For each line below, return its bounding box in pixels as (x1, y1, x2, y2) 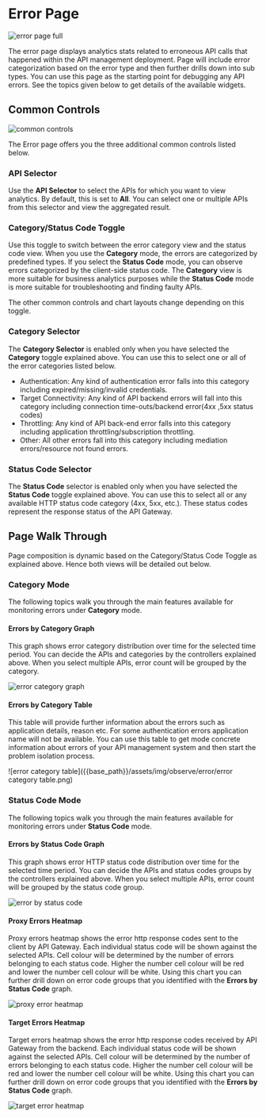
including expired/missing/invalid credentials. (19, 385, 168, 394)
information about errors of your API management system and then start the (8, 743, 256, 752)
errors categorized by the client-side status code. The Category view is (8, 266, 243, 275)
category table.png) (8, 775, 74, 785)
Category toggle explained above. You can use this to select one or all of (8, 352, 247, 362)
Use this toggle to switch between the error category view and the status (8, 240, 247, 250)
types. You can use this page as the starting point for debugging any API (8, 71, 245, 81)
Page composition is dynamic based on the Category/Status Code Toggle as (8, 550, 257, 560)
